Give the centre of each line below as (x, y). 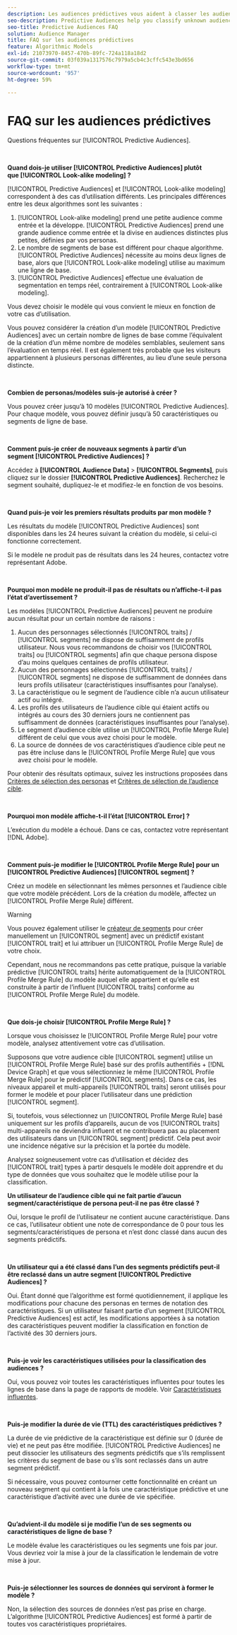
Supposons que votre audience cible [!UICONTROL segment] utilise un (110, 1057)
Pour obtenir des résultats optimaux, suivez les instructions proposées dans (117, 774)
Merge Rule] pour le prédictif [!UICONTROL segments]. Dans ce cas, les (112, 1080)
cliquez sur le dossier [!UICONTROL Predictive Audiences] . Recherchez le (116, 477)
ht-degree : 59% (30, 80)
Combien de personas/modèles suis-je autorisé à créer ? (92, 392)
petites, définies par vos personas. (68, 240)
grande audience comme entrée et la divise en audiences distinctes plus (123, 233)
